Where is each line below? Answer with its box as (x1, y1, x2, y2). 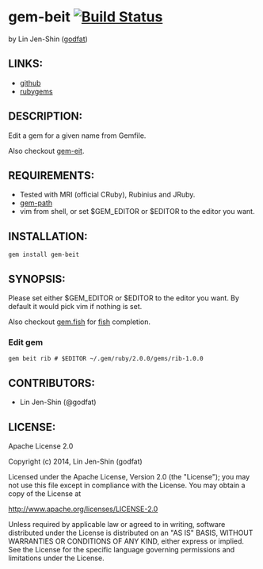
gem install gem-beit (8, 250, 80, 259)
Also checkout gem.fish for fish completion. (8, 317, 151, 327)
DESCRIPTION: (8, 109, 83, 123)
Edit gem (8, 337, 44, 348)
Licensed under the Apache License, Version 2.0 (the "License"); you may (8, 472, 250, 481)
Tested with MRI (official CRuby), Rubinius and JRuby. (19, 190, 196, 200)
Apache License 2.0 (8, 441, 74, 451)
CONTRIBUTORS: (8, 376, 95, 390)
